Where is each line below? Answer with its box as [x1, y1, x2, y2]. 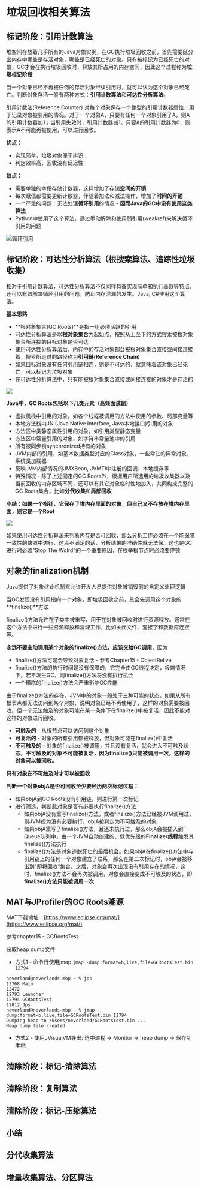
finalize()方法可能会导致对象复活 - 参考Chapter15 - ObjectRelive [14, 656, 172, 664]
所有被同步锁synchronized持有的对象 [14, 442, 106, 449]
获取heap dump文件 [6, 946, 56, 953]
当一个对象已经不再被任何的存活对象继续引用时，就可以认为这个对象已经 [6, 83, 184, 91]
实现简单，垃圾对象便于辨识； [14, 152, 89, 159]
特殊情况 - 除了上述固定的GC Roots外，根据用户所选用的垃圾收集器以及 [14, 472, 191, 479]
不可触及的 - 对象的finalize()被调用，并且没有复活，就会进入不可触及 [14, 742, 184, 749]
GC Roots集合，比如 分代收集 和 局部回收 [14, 487, 112, 494]
